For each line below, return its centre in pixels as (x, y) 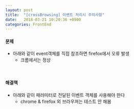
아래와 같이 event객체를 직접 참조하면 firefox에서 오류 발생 (71, 54)
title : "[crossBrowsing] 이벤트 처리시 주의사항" (55, 15)
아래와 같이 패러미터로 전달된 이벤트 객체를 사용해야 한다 (69, 95)
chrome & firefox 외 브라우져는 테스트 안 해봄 (66, 101)
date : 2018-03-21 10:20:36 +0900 (43, 19)
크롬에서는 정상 (36, 60)
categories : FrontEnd (28, 24)
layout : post (19, 10)
